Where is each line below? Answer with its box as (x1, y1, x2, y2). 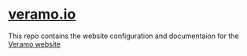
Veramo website (8, 39, 61, 48)
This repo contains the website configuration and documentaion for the (8, 31, 239, 40)
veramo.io (8, 5, 76, 23)
